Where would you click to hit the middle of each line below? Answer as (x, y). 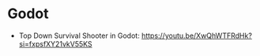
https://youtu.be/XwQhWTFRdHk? (196, 35)
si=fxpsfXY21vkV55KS (55, 43)
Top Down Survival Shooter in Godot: (79, 35)
